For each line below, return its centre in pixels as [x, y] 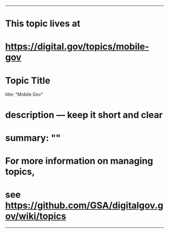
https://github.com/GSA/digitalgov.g [84, 206]
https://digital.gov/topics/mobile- [77, 47]
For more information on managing [79, 161]
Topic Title [28, 80]
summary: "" [33, 138]
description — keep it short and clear [84, 115]
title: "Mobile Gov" [24, 94]
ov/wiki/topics [36, 216]
